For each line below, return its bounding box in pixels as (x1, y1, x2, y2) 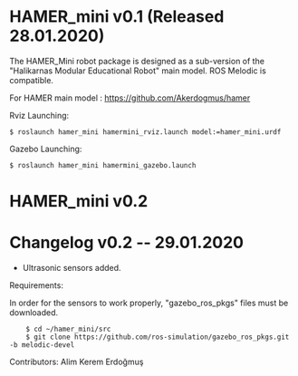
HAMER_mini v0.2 (9, 191, 149, 212)
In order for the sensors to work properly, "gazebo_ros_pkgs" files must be (9, 297, 289, 309)
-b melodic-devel (9, 341, 75, 350)
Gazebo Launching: (9, 143, 82, 154)
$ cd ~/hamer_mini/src (25, 324, 111, 334)
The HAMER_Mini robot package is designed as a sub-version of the (9, 55, 265, 66)
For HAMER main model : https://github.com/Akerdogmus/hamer (9, 92, 251, 103)
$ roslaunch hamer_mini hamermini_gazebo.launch (9, 160, 197, 169)
